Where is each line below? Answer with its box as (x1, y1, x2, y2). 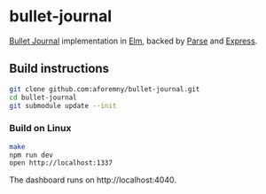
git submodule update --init (9, 101, 117, 110)
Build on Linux (9, 122, 72, 135)
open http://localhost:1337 (9, 159, 113, 167)
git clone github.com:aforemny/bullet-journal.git (9, 84, 200, 94)
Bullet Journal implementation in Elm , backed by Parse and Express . (9, 35, 258, 46)
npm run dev (9, 151, 53, 159)
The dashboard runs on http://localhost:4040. (9, 175, 177, 185)
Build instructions (9, 61, 109, 76)
